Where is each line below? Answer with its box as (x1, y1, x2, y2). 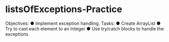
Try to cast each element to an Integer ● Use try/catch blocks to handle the (5, 25, 164, 31)
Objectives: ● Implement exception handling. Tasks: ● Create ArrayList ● (5, 20, 161, 26)
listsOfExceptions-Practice (5, 4, 122, 15)
